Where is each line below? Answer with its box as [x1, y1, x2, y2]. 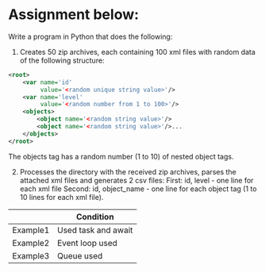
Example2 [12, 237, 50, 248]
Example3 [12, 250, 50, 261]
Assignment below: [8, 6, 140, 24]
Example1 [12, 224, 50, 236]
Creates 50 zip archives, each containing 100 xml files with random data [19, 47, 256, 56]
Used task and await [56, 224, 133, 236]
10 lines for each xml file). [19, 192, 104, 201]
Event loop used [56, 237, 117, 248]
